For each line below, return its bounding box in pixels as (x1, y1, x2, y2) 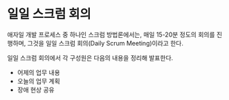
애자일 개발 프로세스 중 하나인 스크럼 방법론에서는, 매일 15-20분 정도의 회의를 (7, 30, 216, 39)
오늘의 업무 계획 (17, 77, 60, 85)
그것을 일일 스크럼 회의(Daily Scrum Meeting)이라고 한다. (27, 39, 183, 47)
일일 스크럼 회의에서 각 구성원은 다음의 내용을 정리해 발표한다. (7, 53, 174, 62)
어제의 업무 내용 (17, 68, 60, 77)
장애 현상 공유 (17, 86, 55, 94)
